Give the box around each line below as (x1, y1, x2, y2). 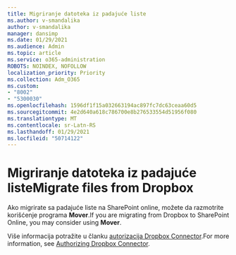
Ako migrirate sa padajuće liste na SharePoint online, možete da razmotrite (7, 204, 224, 212)
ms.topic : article (7, 50, 61, 57)
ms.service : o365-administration (7, 56, 106, 63)
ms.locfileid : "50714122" (7, 135, 83, 142)
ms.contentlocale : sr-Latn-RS (7, 121, 97, 129)
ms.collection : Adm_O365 (7, 75, 80, 83)
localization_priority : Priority (7, 69, 106, 76)
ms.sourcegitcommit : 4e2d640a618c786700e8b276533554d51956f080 (7, 108, 197, 116)
